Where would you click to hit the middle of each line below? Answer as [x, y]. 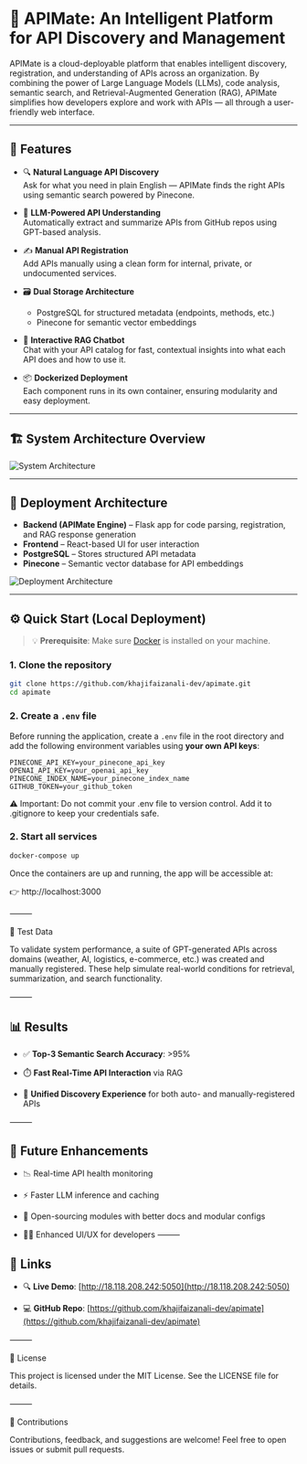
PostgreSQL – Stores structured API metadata [109, 554]
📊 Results [39, 1027]
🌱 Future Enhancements [79, 1151]
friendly [24, 112]
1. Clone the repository [61, 665]
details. [23, 1385]
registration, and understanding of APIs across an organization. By [135, 73]
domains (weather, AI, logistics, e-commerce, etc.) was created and [137, 958]
